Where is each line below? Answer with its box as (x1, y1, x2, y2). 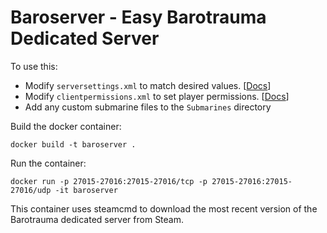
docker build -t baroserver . (10, 139, 137, 150)
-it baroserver (54, 185, 118, 195)
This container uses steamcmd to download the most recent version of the (10, 202, 318, 215)
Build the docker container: (10, 120, 122, 132)
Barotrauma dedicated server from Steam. (10, 213, 185, 225)
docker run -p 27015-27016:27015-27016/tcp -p (10, 176, 208, 186)
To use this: (10, 60, 58, 72)
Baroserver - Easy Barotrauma (10, 6, 267, 29)
